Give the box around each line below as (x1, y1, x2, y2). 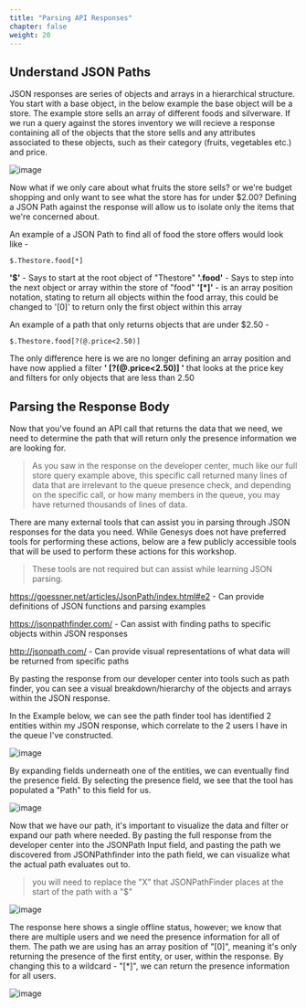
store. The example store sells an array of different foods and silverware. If (9, 108, 290, 119)
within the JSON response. (9, 693, 111, 704)
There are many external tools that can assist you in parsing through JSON (9, 517, 290, 527)
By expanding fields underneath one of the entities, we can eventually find (9, 765, 290, 776)
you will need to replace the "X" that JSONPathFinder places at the (31, 876, 284, 887)
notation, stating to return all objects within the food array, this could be (9, 292, 279, 302)
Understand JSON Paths (9, 64, 152, 80)
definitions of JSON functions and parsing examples (9, 600, 206, 611)
